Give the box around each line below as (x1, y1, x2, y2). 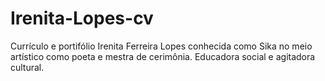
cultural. (10, 61, 45, 73)
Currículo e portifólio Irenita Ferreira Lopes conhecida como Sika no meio (10, 40, 313, 52)
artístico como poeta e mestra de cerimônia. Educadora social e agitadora (10, 50, 316, 62)
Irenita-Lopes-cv (10, 7, 154, 30)
